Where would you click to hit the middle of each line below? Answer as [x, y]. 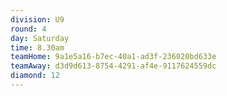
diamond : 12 [35, 76]
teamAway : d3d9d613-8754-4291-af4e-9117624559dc [113, 66]
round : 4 [28, 29]
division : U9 [37, 19]
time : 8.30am [37, 47]
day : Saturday [40, 38]
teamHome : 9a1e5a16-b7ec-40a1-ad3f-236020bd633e [113, 57]
